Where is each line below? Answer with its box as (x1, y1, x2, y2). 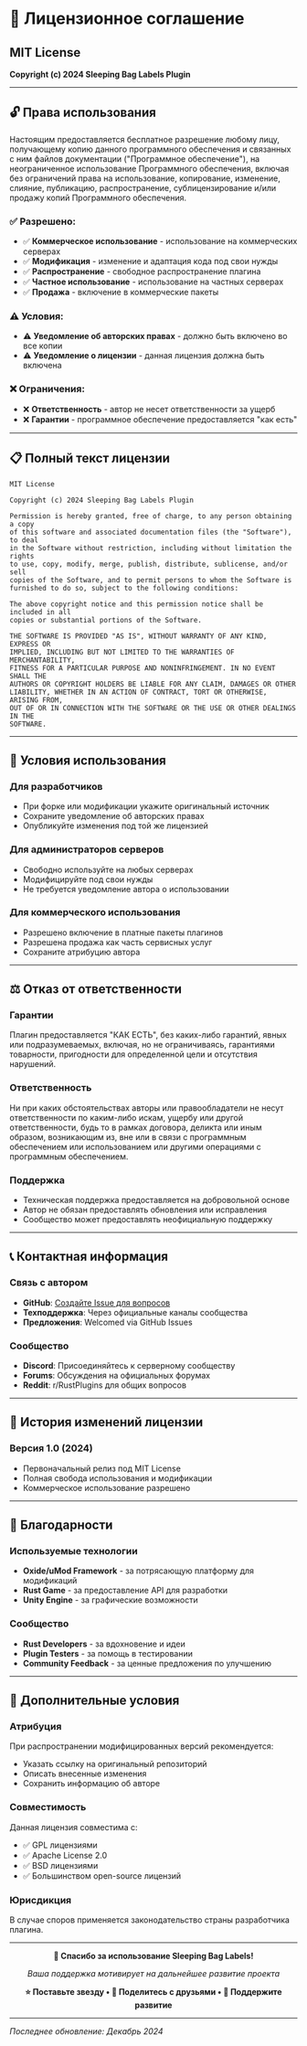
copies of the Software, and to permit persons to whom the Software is (9, 575, 292, 584)
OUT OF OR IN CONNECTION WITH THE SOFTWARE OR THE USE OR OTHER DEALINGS (9, 703, 297, 712)
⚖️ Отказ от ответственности (9, 982, 183, 997)
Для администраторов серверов (9, 843, 164, 856)
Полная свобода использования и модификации (22, 1472, 213, 1484)
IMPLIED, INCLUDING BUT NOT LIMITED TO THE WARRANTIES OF (9, 647, 235, 656)
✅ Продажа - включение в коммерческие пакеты (22, 287, 219, 298)
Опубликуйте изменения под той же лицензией (22, 820, 208, 831)
